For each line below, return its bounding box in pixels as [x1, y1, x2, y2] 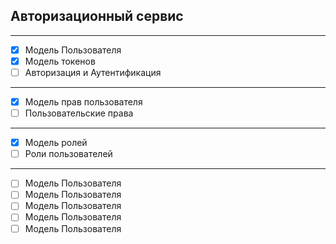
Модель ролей [24, 137, 88, 149]
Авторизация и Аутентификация [24, 66, 162, 78]
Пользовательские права [24, 107, 134, 119]
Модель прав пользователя [24, 96, 143, 108]
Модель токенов [24, 55, 96, 67]
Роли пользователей [24, 148, 113, 160]
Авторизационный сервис [10, 8, 184, 25]
